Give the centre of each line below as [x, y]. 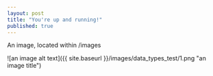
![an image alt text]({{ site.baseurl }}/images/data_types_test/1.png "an [107, 58]
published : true [30, 26]
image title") [24, 66]
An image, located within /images [54, 45]
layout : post [26, 13]
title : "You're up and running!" [55, 20]
